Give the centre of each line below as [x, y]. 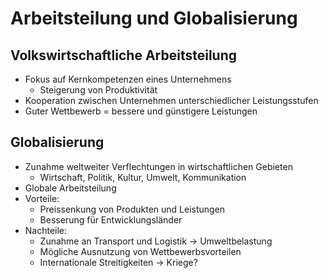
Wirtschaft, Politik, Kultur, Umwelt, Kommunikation [143, 177]
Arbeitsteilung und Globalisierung [154, 18]
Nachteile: [46, 230]
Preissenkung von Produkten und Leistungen [132, 209]
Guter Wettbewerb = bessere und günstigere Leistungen [141, 111]
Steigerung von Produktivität [98, 90]
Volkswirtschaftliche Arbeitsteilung [123, 55]
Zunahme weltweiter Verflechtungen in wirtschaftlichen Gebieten [158, 166]
